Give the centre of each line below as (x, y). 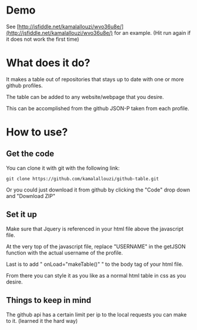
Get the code (30, 154)
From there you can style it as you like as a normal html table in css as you (96, 275)
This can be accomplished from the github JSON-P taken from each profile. (98, 108)
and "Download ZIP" (31, 196)
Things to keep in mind (49, 300)
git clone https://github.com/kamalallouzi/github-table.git (83, 179)
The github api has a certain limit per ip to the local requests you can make (96, 314)
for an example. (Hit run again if (152, 32)
